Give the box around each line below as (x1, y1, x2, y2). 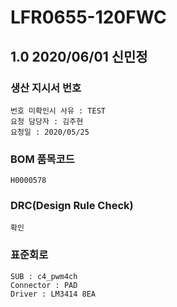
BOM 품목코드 (10, 152, 75, 166)
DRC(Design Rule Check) (10, 199, 134, 213)
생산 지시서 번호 (10, 81, 82, 95)
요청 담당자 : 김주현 (10, 116, 84, 126)
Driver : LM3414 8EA (10, 289, 97, 299)
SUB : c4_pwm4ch (10, 271, 78, 281)
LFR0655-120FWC (10, 6, 167, 29)
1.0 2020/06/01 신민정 (10, 48, 148, 65)
